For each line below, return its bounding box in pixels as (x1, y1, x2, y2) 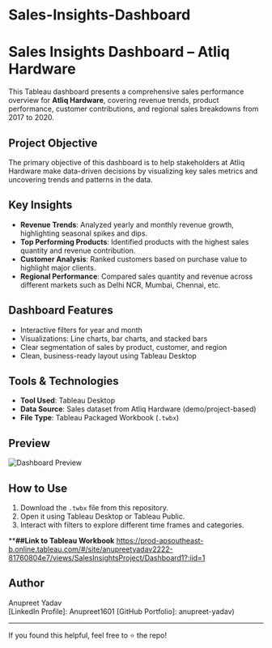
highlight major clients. (19, 262, 96, 272)
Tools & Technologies (8, 374, 119, 388)
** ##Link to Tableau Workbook (8, 536, 115, 545)
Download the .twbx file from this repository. (19, 503, 168, 512)
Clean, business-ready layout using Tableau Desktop (19, 351, 197, 360)
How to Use (8, 481, 68, 495)
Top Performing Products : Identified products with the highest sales (19, 237, 249, 246)
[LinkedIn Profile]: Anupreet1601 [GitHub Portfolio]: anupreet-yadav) (8, 606, 235, 616)
